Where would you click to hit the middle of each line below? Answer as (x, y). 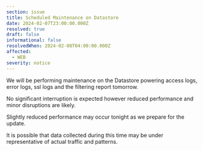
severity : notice (28, 63)
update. (16, 123)
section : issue (26, 12)
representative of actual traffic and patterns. (62, 141)
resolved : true (26, 29)
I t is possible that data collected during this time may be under (85, 135)
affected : (19, 52)
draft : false (23, 35)
